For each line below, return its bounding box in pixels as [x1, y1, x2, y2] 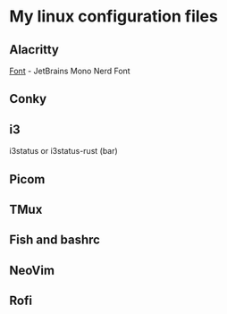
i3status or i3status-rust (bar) [9, 146, 118, 157]
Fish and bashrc [9, 233, 101, 248]
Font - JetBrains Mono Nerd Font [9, 65, 131, 76]
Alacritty [9, 42, 60, 57]
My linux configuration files [9, 6, 219, 27]
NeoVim [9, 262, 55, 278]
